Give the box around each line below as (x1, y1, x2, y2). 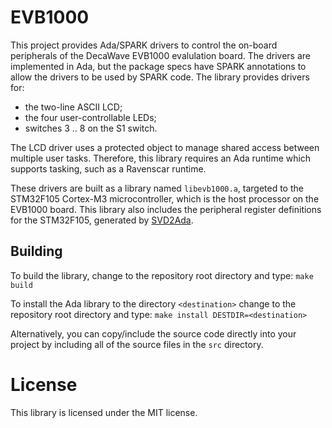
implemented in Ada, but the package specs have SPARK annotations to (10, 60, 307, 72)
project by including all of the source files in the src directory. (10, 338, 264, 350)
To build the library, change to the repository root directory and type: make (10, 269, 314, 281)
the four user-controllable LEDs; (24, 111, 157, 123)
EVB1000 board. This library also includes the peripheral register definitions (10, 203, 322, 215)
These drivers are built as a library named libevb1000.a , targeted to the (10, 182, 304, 194)
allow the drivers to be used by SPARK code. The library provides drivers (10, 71, 310, 83)
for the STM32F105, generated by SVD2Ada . (10, 214, 194, 226)
